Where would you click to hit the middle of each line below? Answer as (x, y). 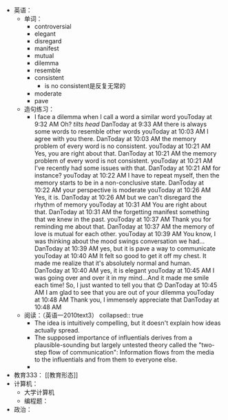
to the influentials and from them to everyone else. (106, 359)
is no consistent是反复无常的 (85, 86)
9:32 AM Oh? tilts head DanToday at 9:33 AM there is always (121, 124)
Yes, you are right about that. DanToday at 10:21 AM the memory (125, 153)
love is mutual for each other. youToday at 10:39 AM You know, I (125, 234)
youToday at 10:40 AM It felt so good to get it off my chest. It (120, 256)
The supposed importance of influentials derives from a (113, 337)
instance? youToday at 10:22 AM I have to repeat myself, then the (127, 175)
